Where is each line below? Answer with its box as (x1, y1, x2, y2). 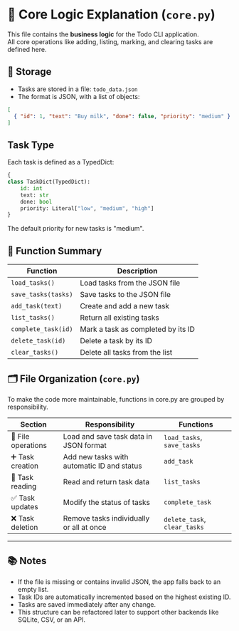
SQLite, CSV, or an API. (17, 615, 85, 624)
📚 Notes (7, 555, 47, 567)
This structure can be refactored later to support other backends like (17, 607, 219, 616)
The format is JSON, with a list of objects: (17, 92, 140, 100)
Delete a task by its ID (80, 336, 153, 346)
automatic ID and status (63, 461, 142, 471)
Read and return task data (63, 476, 150, 486)
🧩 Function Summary (7, 245, 102, 257)
